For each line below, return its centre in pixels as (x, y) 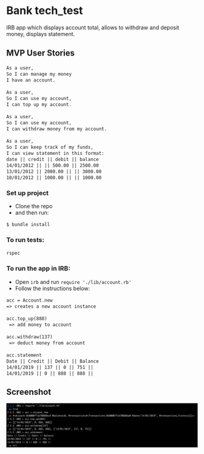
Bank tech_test (45, 11)
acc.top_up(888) (27, 318)
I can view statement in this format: (55, 153)
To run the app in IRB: (39, 269)
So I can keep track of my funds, (50, 147)
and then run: (32, 213)
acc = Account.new (29, 300)
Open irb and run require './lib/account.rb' (73, 282)
